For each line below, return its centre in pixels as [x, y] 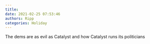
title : [12, 9]
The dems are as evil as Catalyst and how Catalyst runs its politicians [75, 37]
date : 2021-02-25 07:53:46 [33, 14]
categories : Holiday [26, 23]
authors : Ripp [20, 18]
